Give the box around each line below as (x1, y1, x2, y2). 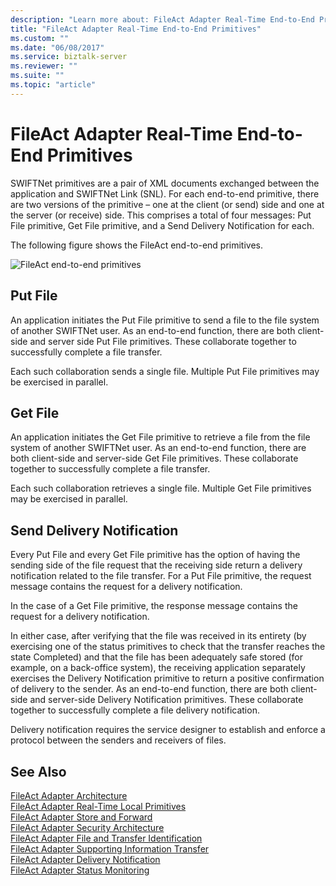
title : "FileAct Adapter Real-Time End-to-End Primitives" (10, 24, 262, 34)
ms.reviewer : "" (10, 61, 78, 71)
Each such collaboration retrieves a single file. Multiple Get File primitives (10, 482, 312, 495)
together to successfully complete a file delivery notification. (10, 704, 260, 716)
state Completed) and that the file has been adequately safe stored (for (10, 651, 303, 663)
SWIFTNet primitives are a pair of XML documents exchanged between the (10, 177, 320, 189)
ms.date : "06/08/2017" (10, 42, 105, 53)
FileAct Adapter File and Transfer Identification (10, 832, 203, 844)
